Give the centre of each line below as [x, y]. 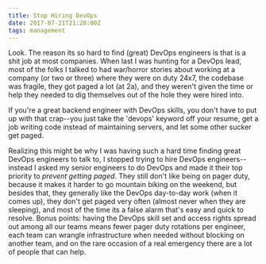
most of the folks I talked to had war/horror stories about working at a [122, 70]
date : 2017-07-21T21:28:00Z [55, 23]
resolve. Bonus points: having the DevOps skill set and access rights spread [132, 218]
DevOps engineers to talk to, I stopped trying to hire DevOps [107, 159]
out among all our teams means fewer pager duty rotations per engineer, [127, 227]
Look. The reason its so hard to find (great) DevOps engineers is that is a [127, 53]
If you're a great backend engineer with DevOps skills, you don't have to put [133, 110]
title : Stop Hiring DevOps [53, 15]
